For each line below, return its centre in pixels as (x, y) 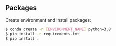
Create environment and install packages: (48, 20)
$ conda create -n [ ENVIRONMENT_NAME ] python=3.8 (58, 29)
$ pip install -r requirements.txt (42, 34)
